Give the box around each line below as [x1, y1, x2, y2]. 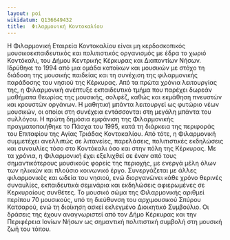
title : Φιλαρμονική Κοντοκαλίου [7, 23, 103, 30]
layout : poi [7, 10, 41, 17]
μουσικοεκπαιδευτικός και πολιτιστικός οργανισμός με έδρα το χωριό [7, 49, 207, 57]
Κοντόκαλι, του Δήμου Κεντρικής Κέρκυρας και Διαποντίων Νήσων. [7, 57, 202, 65]
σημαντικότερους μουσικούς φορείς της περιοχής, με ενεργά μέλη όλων [7, 159, 217, 168]
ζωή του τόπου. [7, 225, 52, 233]
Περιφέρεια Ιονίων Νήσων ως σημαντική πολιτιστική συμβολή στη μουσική [7, 218, 222, 226]
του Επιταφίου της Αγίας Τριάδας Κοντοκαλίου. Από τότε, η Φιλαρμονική [7, 130, 216, 138]
